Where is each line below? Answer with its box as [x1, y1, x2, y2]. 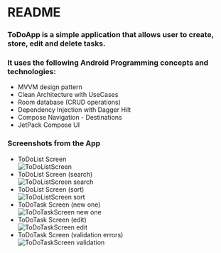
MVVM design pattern [17, 83, 83, 91]
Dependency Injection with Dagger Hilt [17, 105, 131, 114]
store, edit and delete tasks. [7, 38, 106, 48]
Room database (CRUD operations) [17, 98, 121, 107]
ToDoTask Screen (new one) [17, 200, 101, 209]
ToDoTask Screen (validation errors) [17, 230, 124, 239]
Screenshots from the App [7, 138, 101, 148]
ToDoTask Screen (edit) [17, 215, 87, 224]
